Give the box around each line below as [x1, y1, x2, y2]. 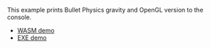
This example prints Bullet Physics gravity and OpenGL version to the [7, 6, 204, 14]
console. [7, 13, 32, 21]
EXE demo [17, 34, 47, 42]
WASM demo [17, 27, 55, 34]
